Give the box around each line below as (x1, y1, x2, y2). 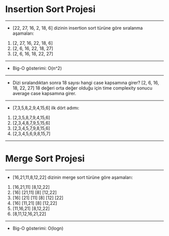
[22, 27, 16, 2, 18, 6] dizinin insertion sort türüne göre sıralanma (12, 25, 143, 31)
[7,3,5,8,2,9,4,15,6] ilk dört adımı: (12, 105, 79, 111)
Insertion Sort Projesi (5, 4, 96, 15)
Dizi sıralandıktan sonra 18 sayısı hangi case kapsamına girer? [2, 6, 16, (12, 80, 159, 86)
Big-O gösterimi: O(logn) (12, 225, 64, 231)
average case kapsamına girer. (12, 90, 76, 96)
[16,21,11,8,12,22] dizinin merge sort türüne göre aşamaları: (12, 174, 133, 180)
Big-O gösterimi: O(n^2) (12, 65, 62, 71)
